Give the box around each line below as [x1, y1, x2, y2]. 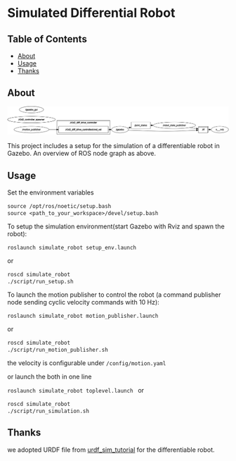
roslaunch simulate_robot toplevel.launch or [7, 386, 145, 395]
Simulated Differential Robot [7, 5, 176, 21]
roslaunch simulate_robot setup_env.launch [7, 245, 137, 252]
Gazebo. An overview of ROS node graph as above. [7, 149, 157, 158]
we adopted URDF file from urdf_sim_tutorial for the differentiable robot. [7, 445, 216, 454]
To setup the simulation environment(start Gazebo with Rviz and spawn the [7, 222, 225, 230]
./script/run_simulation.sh [7, 407, 90, 415]
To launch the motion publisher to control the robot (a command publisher [7, 290, 221, 299]
